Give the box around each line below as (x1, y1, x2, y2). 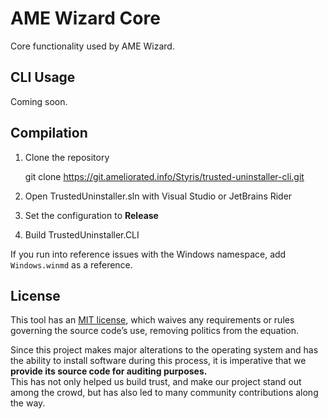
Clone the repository (24, 151, 110, 163)
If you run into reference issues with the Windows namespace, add (10, 248, 287, 260)
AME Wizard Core (10, 7, 161, 30)
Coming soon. (10, 95, 68, 107)
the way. (10, 397, 46, 409)
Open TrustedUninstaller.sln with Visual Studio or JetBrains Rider (24, 190, 293, 202)
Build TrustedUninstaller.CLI (24, 228, 140, 241)
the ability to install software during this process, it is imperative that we (10, 355, 307, 367)
